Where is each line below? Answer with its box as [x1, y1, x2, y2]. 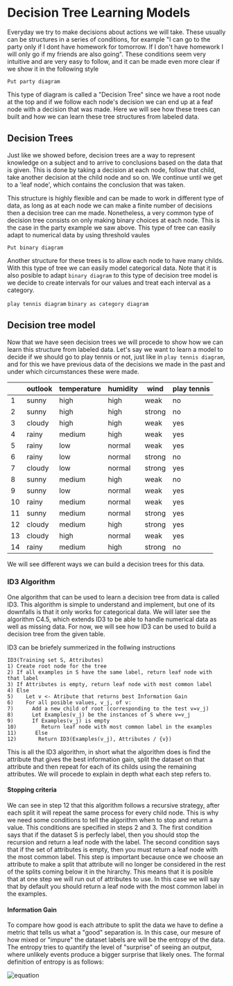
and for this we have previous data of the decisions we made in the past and [7, 359, 225, 368]
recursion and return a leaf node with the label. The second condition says [7, 838, 220, 847]
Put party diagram [7, 78, 60, 85]
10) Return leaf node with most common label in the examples [7, 723, 213, 730]
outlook [26, 384, 53, 393]
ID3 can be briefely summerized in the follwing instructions [7, 643, 175, 652]
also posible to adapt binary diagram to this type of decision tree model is [7, 271, 218, 279]
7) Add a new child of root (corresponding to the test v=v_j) [7, 705, 209, 712]
